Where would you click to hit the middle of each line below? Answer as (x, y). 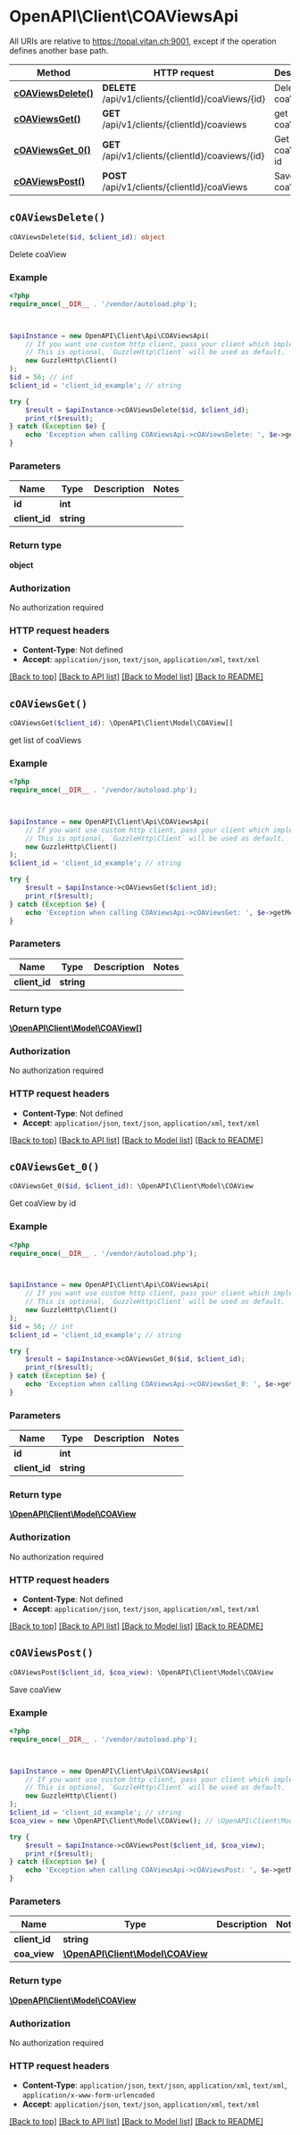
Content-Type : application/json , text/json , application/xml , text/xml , (154, 2085)
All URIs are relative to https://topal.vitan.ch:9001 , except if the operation (143, 41)
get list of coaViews (46, 740)
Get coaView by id (43, 1203)
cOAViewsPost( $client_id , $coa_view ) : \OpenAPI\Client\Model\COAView (142, 1672)
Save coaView (35, 1690)
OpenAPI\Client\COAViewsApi (124, 17)
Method (54, 72)
